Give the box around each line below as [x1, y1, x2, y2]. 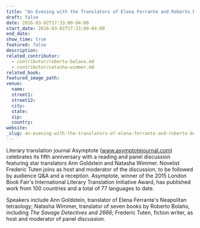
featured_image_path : [6, 75, 60, 81]
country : [11, 120, 33, 126]
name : [11, 86, 26, 92]
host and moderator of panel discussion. [6, 215, 106, 222]
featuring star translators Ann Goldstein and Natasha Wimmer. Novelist [6, 159, 180, 167]
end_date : [6, 31, 31, 37]
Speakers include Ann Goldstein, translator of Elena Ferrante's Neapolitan [6, 196, 187, 203]
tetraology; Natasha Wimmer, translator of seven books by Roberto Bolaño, [6, 202, 190, 210]
